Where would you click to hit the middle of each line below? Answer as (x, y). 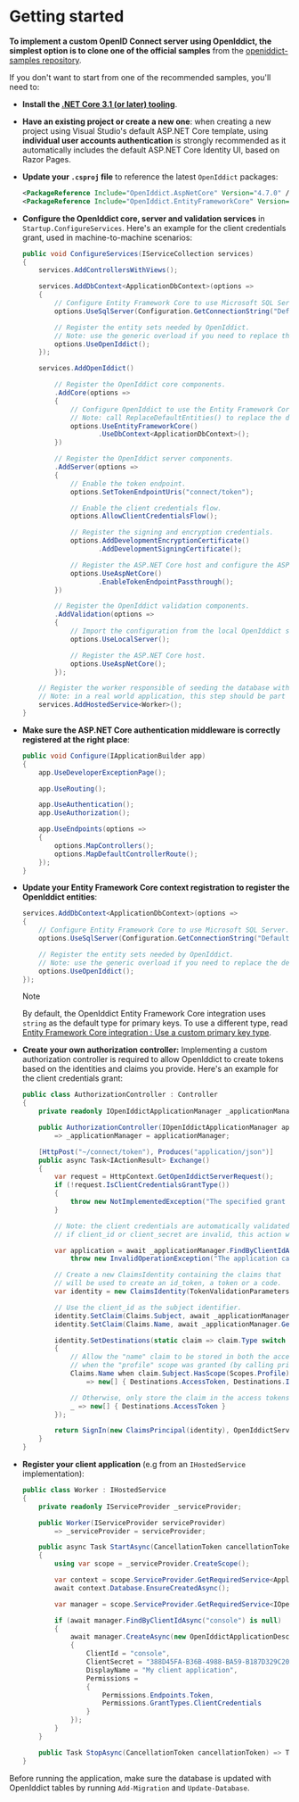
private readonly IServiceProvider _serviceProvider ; (140, 1507)
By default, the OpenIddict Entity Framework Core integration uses (144, 1014)
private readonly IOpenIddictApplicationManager (130, 1112)
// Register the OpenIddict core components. (140, 385)
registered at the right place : (76, 739)
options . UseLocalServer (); (120, 639)
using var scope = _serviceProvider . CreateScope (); (152, 1564)
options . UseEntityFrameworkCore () (134, 426)
